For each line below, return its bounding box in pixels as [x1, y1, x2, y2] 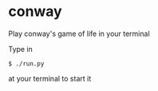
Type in [8, 44, 34, 53]
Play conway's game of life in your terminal [8, 29, 150, 38]
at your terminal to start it [8, 73, 92, 83]
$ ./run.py [8, 59, 45, 68]
